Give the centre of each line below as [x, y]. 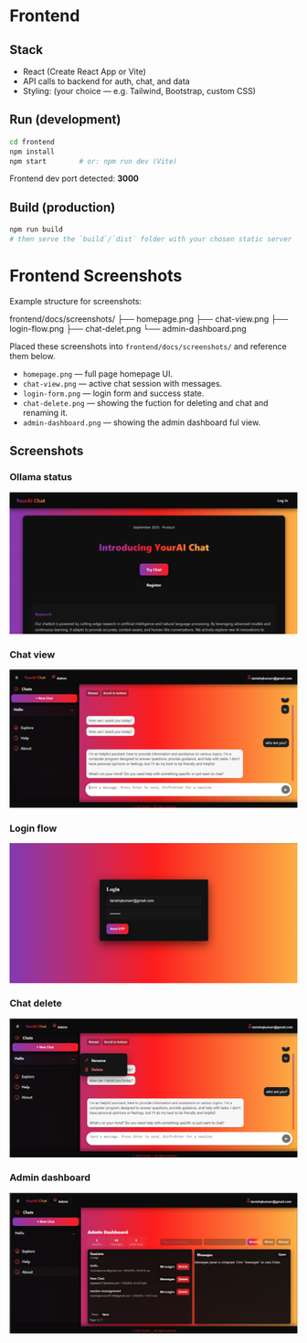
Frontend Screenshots [96, 276]
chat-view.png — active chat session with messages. [122, 383]
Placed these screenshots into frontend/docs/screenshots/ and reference [148, 346]
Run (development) [65, 120]
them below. [32, 356]
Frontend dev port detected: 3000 [74, 178]
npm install [32, 152]
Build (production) [63, 207]
